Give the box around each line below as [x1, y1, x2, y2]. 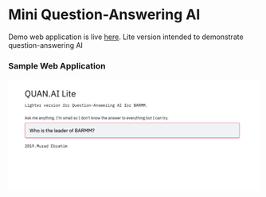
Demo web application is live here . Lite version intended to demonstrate [8, 32, 244, 41]
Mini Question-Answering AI [8, 6, 201, 24]
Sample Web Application [8, 60, 106, 71]
